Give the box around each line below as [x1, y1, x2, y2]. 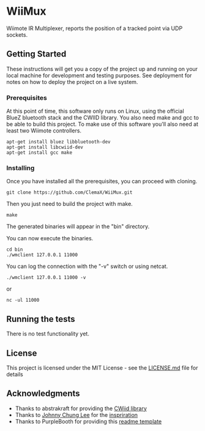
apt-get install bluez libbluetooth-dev [6, 139, 111, 145]
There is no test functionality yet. [6, 330, 90, 338]
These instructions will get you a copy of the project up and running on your [6, 65, 198, 72]
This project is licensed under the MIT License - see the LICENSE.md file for [6, 364, 198, 372]
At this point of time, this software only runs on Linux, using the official [6, 107, 185, 115]
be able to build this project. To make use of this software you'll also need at [6, 121, 199, 128]
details [6, 370, 23, 378]
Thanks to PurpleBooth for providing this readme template [15, 418, 162, 425]
